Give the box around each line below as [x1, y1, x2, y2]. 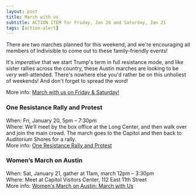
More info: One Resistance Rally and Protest [6, 142, 112, 149]
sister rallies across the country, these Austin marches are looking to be [6, 65, 179, 72]
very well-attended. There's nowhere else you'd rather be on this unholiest [6, 71, 186, 78]
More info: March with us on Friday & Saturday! [6, 89, 120, 96]
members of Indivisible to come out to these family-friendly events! [6, 48, 168, 55]
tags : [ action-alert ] [6, 25, 59, 31]
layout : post [6, 8, 38, 15]
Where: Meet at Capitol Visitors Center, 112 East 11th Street [6, 176, 147, 183]
